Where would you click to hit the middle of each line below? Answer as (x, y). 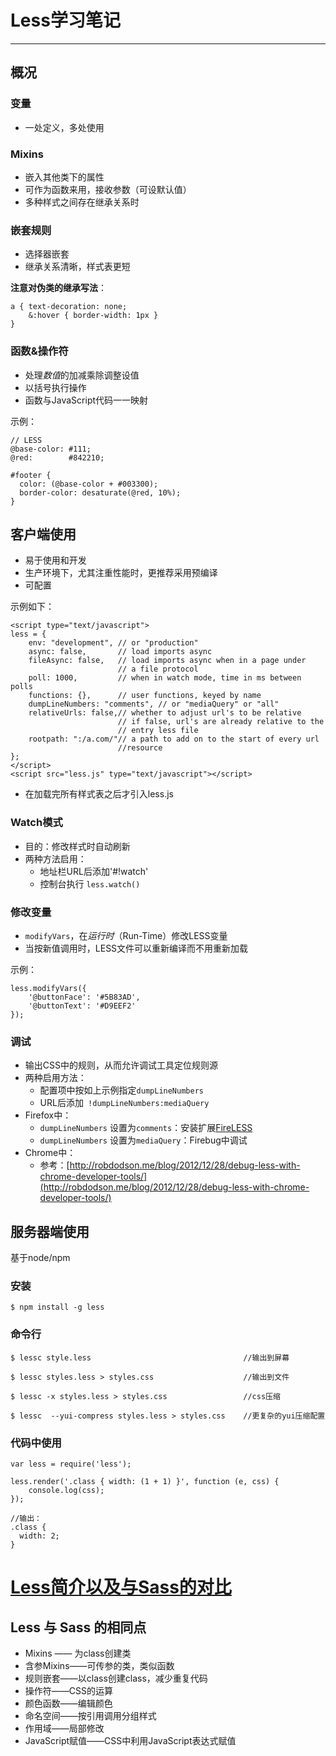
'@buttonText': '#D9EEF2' (82, 1006)
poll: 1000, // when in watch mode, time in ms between (165, 678)
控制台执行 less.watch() (90, 883)
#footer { (31, 475)
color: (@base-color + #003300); (89, 484)
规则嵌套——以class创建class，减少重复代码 (116, 1678)
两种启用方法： (55, 1078)
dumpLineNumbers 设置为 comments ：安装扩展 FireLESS (146, 1128)
